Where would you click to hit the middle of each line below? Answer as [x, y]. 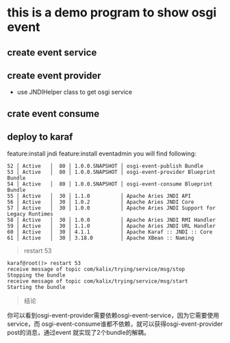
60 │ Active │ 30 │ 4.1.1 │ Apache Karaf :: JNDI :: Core [110, 232]
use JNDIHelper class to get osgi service [75, 92]
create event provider [54, 76]
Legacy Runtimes [30, 214]
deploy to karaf [40, 137]
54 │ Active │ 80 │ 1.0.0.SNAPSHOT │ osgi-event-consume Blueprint [110, 184]
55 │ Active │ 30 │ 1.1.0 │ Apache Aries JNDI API [99, 196]
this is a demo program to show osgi [112, 13]
